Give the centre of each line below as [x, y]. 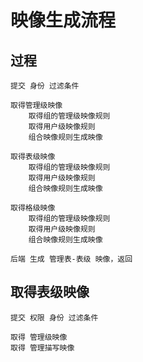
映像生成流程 [63, 20]
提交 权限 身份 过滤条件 [54, 317]
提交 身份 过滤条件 [45, 86]
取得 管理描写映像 [42, 347]
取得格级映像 [33, 208]
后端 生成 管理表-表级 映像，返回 [71, 259]
